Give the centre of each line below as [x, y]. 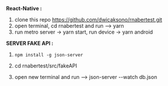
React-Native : [24, 8]
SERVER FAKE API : [30, 43]
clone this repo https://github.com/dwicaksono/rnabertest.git [88, 19]
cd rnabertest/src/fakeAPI [46, 66]
